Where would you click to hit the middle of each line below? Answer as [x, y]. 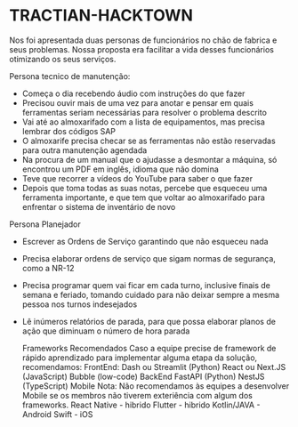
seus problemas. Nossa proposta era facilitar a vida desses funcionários [141, 49]
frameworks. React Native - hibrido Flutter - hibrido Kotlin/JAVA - [141, 405]
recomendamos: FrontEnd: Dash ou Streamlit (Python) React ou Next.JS [154, 367]
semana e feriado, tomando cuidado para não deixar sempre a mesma [151, 294]
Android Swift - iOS [57, 414]
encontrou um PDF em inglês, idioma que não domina [121, 169]
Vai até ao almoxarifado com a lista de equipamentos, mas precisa [143, 122]
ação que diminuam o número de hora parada [106, 331]
